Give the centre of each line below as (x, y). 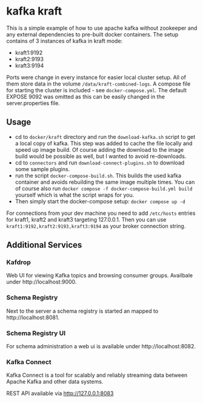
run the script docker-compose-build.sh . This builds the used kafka (98, 175)
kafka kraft (34, 11)
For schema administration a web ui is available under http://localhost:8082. (101, 347)
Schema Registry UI (36, 333)
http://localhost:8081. (33, 317)
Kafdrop (19, 262)
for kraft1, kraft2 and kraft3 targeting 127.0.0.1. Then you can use (86, 219)
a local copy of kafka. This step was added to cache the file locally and (104, 143)
